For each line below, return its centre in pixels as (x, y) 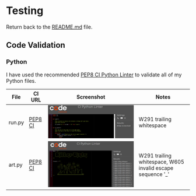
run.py (16, 122)
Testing (25, 11)
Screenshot (91, 97)
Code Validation (36, 45)
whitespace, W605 (162, 162)
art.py (15, 165)
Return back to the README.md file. (49, 27)
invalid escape (156, 168)
